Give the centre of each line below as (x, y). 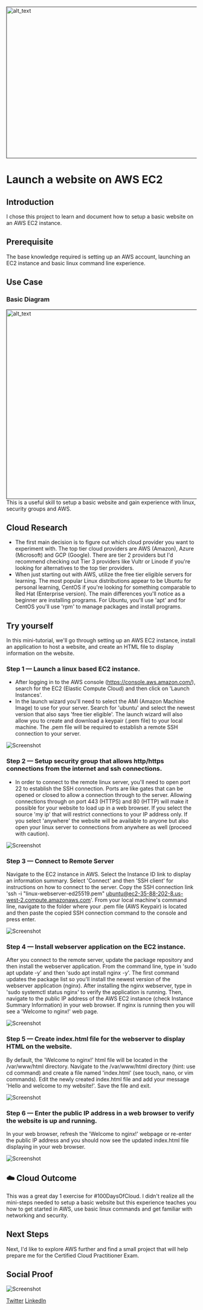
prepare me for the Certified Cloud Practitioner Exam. (73, 1255)
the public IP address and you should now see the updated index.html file (98, 1140)
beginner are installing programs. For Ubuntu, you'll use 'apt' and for (100, 600)
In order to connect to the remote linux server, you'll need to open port (103, 782)
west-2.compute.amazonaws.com (49, 900)
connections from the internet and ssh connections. (84, 769)
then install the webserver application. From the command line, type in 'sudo (101, 966)
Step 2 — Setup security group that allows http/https (85, 761)
